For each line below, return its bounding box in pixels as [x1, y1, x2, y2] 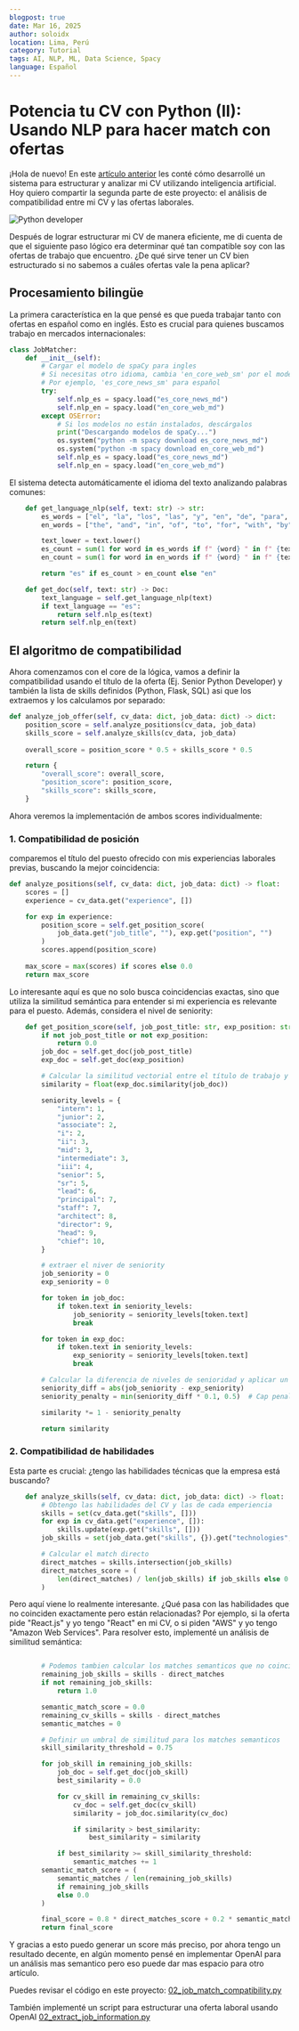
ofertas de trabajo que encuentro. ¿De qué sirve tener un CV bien [9, 250, 249, 261]
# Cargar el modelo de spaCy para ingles [41, 362, 198, 370]
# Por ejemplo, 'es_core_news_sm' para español [41, 378, 221, 387]
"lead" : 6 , [56, 1187, 98, 1196]
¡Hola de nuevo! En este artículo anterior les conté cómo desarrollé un [9, 168, 265, 179]
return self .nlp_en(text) [41, 618, 138, 628]
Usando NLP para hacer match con [9, 120, 271, 141]
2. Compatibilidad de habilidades [9, 1445, 155, 1458]
